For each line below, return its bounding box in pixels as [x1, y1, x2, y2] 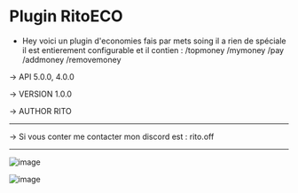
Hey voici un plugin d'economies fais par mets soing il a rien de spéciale [21, 35, 286, 46]
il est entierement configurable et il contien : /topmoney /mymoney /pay [21, 44, 285, 55]
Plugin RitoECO [9, 6, 123, 27]
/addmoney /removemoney [21, 54, 122, 65]
